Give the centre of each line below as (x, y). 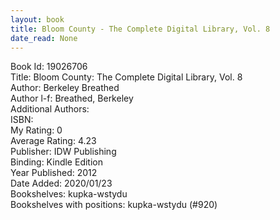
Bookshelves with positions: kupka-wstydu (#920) (114, 205)
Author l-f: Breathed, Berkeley (72, 98)
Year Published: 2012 (54, 173)
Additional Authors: (50, 109)
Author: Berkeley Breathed (65, 88)
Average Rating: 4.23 (53, 141)
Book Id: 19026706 (49, 67)
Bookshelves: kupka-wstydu (69, 194)
